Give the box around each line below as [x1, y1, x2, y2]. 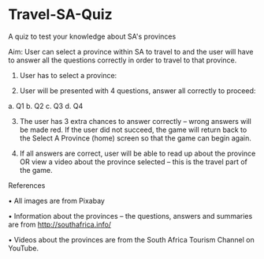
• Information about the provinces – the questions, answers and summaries [8, 211, 253, 220]
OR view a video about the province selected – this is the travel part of [19, 156, 248, 167]
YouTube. [8, 243, 39, 253]
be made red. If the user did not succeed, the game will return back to [19, 125, 247, 134]
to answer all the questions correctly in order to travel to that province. [8, 55, 237, 65]
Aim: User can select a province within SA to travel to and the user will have [8, 47, 254, 56]
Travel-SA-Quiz [8, 6, 113, 24]
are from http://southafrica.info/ [8, 220, 112, 229]
